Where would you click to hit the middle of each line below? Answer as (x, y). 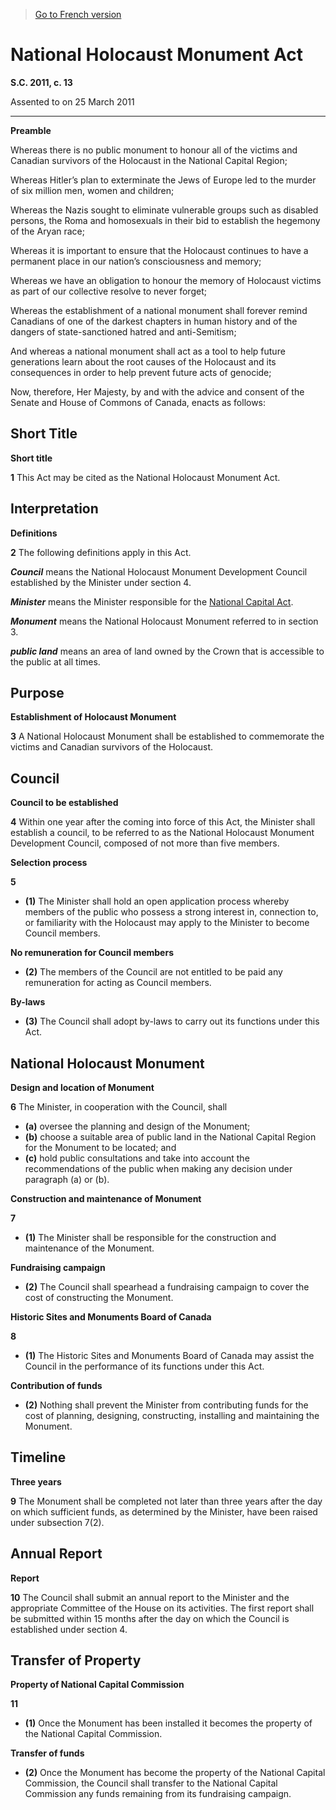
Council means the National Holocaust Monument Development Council (159, 571)
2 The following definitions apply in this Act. (101, 552)
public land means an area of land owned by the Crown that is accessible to (167, 651)
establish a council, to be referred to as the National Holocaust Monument (162, 833)
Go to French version (78, 14)
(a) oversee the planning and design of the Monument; (137, 1126)
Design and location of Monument (82, 1087)
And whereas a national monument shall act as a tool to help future (148, 351)
